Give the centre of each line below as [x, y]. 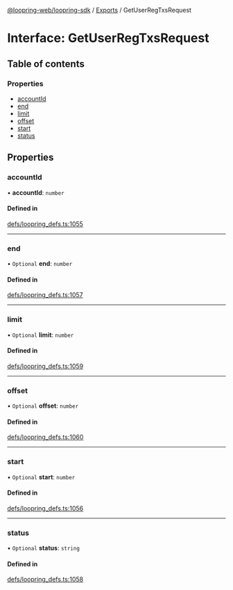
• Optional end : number [40, 264]
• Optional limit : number [41, 335]
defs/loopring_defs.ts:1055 [45, 224]
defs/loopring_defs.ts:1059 [45, 366]
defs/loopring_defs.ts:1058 [45, 580]
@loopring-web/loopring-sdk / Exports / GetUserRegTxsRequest [100, 10]
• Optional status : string [43, 548]
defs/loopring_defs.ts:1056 [45, 508]
